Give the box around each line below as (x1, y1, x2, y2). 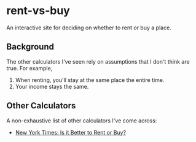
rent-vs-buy (6, 4, 71, 18)
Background (6, 42, 54, 52)
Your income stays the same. (15, 83, 89, 90)
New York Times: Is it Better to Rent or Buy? (15, 129, 127, 136)
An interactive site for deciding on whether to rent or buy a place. (6, 24, 172, 31)
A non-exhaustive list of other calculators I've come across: (6, 117, 157, 124)
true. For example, (6, 64, 53, 72)
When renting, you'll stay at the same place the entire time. (15, 76, 165, 83)
